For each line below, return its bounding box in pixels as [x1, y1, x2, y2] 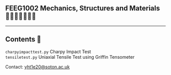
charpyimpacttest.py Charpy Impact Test [5, 48, 92, 55]
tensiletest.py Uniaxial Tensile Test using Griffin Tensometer [5, 54, 135, 60]
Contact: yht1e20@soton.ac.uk [5, 63, 70, 70]
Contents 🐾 [5, 35, 42, 44]
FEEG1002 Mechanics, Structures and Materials [5, 4, 160, 13]
